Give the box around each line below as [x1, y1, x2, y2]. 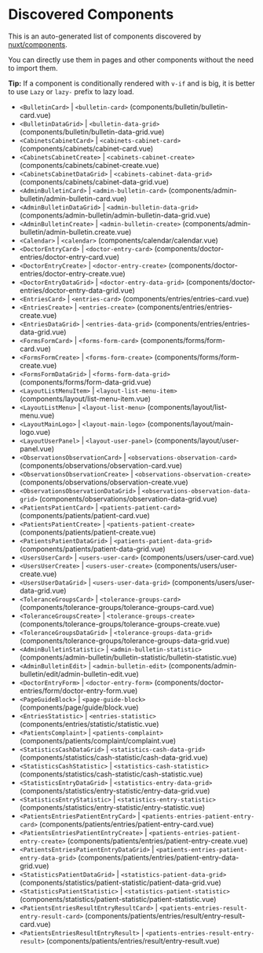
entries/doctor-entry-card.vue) [19, 252, 120, 261]
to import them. [8, 63, 58, 72]
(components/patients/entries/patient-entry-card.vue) [38, 819, 214, 829]
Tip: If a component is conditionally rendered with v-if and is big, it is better [8, 79, 255, 88]
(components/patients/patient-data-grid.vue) [19, 544, 166, 553]
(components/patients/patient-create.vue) [19, 528, 156, 537]
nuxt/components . [8, 39, 68, 49]
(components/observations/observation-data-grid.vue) [38, 494, 217, 503]
